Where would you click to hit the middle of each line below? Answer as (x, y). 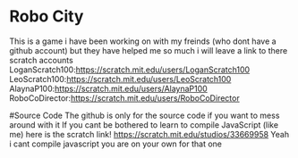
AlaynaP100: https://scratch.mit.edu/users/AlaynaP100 (108, 88)
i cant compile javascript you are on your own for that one (115, 144)
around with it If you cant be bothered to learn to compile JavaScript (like (144, 125)
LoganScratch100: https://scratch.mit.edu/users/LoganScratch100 (130, 70)
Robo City (47, 17)
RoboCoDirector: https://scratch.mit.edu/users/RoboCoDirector (124, 98)
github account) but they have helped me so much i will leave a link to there (149, 50)
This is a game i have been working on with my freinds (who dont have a (143, 41)
